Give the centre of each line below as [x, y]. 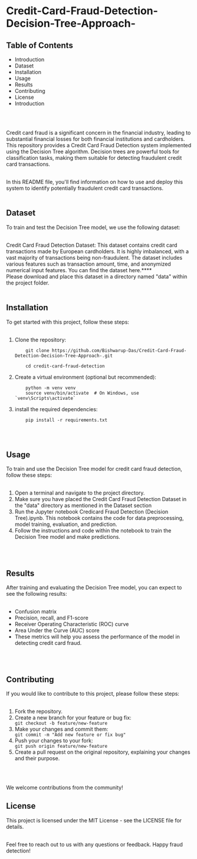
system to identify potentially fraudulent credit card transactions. [85, 188]
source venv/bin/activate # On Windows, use [83, 393]
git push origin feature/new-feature [61, 747]
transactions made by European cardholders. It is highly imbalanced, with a [98, 251]
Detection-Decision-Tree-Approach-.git [64, 356]
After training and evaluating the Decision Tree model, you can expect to [94, 587]
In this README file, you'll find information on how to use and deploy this [95, 182]
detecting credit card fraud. [48, 643]
